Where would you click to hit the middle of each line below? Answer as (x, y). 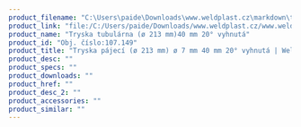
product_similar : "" (47, 109)
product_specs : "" (43, 68)
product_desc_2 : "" (45, 92)
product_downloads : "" (51, 76)
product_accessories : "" (55, 101)
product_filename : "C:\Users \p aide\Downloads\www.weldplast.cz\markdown (147, 17)
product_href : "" (41, 84)
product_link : (35, 26)
